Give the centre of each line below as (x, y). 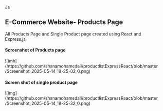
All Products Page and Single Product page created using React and (73, 34)
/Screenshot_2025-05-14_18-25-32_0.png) (48, 103)
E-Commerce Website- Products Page (64, 22)
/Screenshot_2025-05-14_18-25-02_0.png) (48, 71)
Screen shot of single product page (41, 82)
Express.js (15, 39)
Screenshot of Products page (35, 50)
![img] (11, 93)
